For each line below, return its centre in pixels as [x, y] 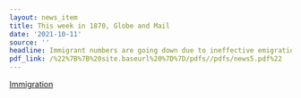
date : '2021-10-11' [46, 34]
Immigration [31, 84]
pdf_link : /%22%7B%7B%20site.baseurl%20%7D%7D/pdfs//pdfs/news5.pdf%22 [146, 59]
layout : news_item [43, 17]
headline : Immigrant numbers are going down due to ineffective [132, 51]
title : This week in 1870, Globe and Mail [90, 26]
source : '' [30, 42]
